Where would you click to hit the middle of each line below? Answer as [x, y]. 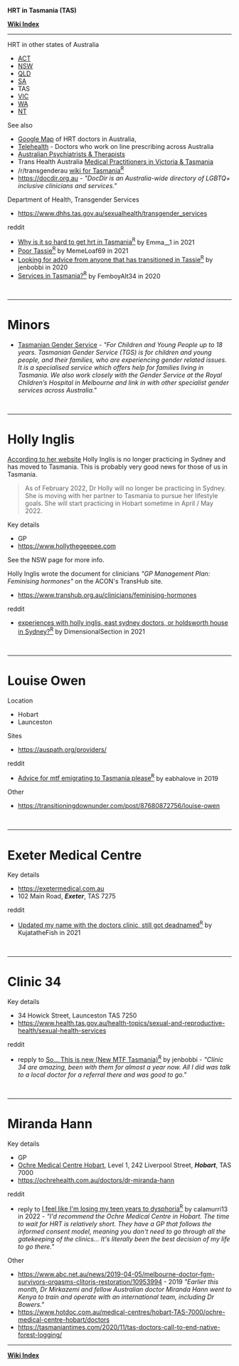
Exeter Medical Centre [75, 855]
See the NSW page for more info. [56, 560]
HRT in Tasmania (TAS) [42, 10]
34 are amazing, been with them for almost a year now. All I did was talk [124, 1067]
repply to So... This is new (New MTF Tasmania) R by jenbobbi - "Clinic [121, 1059]
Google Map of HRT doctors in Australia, [77, 139]
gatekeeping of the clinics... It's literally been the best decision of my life [124, 1239]
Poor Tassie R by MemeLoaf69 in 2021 [73, 250]
